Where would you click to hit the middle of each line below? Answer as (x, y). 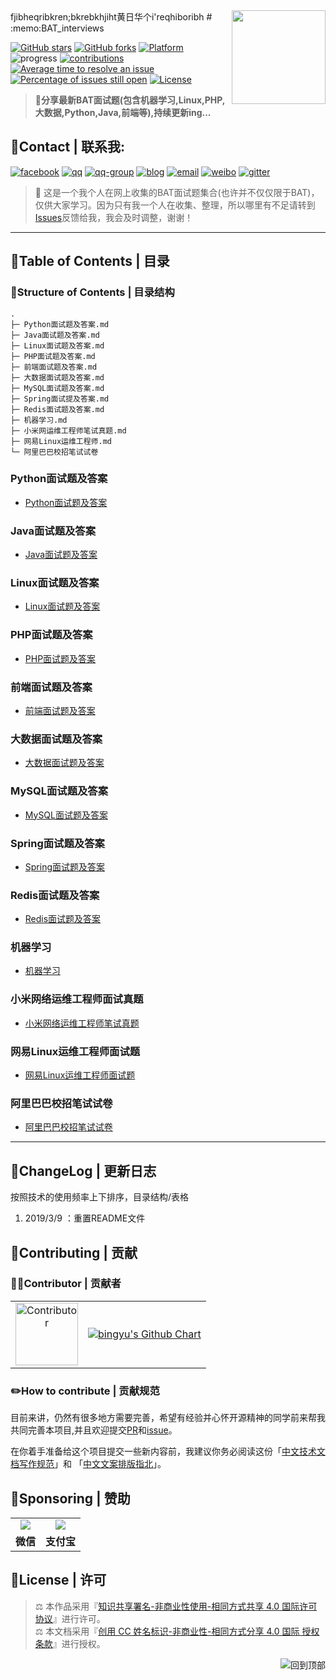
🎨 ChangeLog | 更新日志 (83, 1170)
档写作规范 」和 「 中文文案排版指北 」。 (88, 1464)
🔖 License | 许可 (58, 1580)
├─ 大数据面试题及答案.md (57, 377)
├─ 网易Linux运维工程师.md (61, 441)
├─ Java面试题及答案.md (55, 335)
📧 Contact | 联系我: (68, 147)
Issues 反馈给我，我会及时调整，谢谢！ (114, 217)
